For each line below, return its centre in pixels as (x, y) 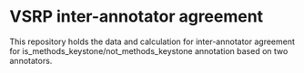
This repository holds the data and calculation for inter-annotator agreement (152, 41)
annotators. (31, 60)
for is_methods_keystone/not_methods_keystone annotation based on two (149, 50)
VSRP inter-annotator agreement (137, 17)
